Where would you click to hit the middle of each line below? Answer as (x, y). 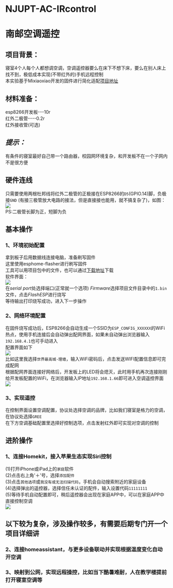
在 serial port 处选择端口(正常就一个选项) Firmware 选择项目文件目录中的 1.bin (86, 288)
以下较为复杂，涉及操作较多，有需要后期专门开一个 (86, 523)
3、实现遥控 (20, 398)
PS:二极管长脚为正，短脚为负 (36, 211)
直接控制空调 (19, 501)
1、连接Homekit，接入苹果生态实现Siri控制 (58, 457)
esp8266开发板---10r (28, 112)
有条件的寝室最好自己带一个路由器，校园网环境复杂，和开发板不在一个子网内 (86, 156)
